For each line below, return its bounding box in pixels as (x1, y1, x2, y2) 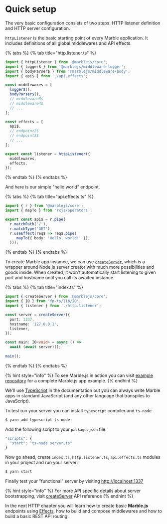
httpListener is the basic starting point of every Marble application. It (5, 35, 148, 41)
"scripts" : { (5, 436, 32, 441)
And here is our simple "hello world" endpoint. (5, 184, 100, 190)
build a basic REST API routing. (5, 514, 69, 520)
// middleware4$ (9, 101, 43, 106)
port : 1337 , (9, 317, 35, 322)
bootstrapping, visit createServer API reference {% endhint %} (5, 493, 134, 499)
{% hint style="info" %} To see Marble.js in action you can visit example (5, 372, 153, 378)
